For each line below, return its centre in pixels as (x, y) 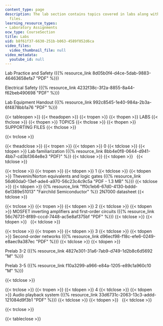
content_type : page (25, 9)
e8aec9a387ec (20, 242)
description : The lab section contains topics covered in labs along (77, 14)
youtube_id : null (27, 59)
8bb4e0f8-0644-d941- (127, 151)
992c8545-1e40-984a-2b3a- (122, 102)
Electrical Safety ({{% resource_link (41, 88)
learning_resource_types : (31, 23)
